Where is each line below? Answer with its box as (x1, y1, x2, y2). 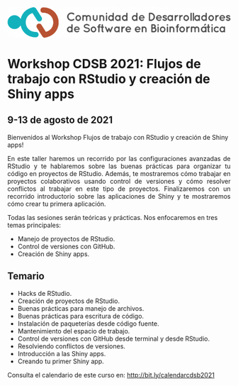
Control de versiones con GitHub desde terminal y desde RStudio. (17, 334, 210, 343)
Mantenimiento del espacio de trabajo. (17, 326, 130, 335)
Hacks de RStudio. (17, 289, 72, 297)
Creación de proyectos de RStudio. (17, 297, 120, 305)
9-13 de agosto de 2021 (7, 114, 113, 126)
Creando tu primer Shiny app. (17, 357, 104, 365)
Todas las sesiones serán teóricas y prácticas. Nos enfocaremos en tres (7, 213, 218, 221)
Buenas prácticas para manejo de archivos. (17, 304, 144, 312)
